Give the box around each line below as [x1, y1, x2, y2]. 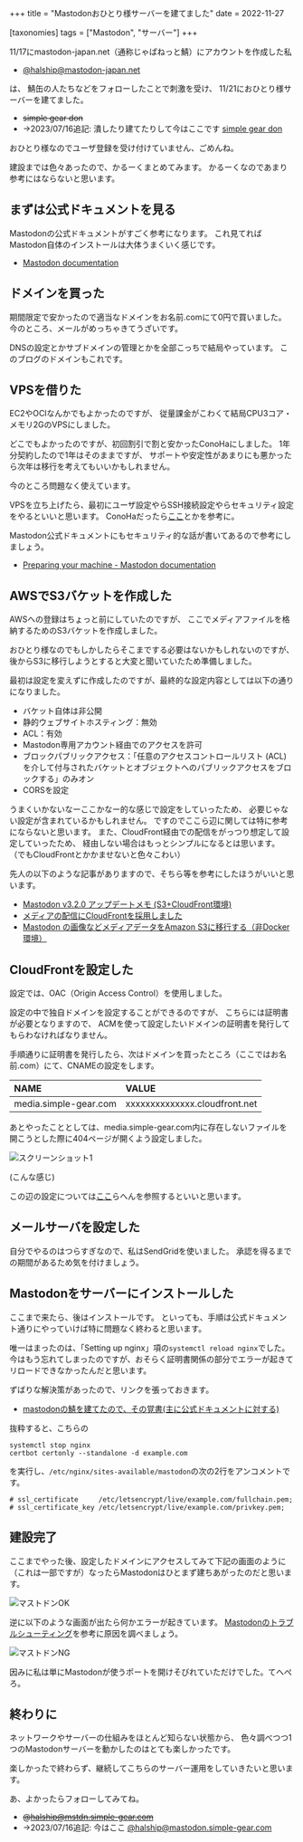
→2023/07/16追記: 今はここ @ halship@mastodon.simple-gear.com [22, 1822, 272, 1833]
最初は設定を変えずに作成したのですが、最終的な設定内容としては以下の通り [9, 675, 295, 686]
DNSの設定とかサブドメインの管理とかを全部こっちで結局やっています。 [9, 342, 279, 353]
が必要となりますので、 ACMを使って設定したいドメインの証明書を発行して [9, 1018, 290, 1029]
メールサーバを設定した [9, 1220, 140, 1236]
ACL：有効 [22, 728, 63, 740]
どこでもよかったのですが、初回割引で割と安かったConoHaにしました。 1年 [9, 438, 291, 450]
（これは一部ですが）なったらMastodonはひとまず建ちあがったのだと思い [9, 1567, 285, 1578]
